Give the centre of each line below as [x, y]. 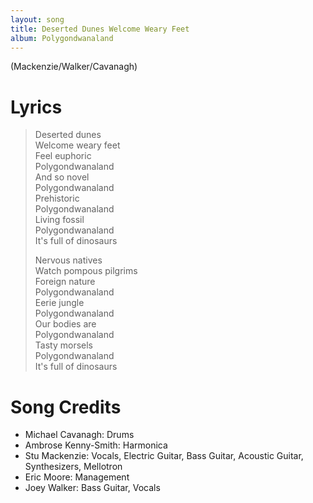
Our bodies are [65, 324]
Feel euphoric [63, 156]
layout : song [37, 19]
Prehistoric [57, 198]
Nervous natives [68, 260]
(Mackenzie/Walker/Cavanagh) [74, 67]
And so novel [62, 177]
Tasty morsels [63, 345]
